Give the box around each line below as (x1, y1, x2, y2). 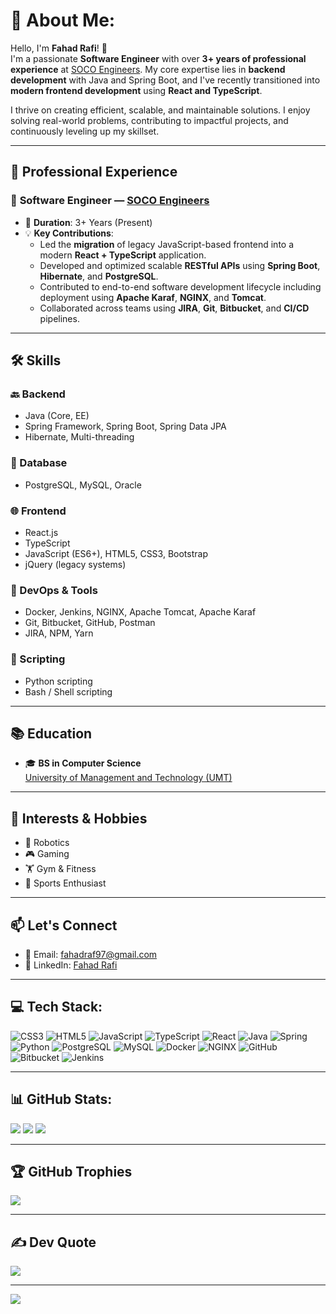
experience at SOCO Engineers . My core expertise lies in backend (10, 63, 286, 75)
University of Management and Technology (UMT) (24, 772, 233, 784)
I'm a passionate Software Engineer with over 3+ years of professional (10, 52, 307, 64)
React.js (24, 526, 59, 538)
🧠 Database (10, 456, 68, 470)
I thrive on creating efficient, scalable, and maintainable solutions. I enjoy (10, 104, 311, 116)
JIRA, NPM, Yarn (24, 627, 94, 639)
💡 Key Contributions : (24, 227, 114, 239)
